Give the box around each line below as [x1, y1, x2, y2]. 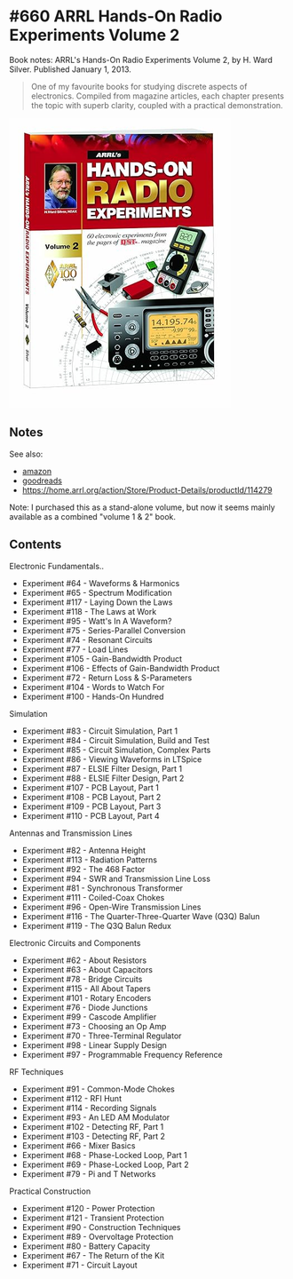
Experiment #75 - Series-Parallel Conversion [21, 624, 186, 636]
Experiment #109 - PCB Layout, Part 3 [21, 801, 162, 812]
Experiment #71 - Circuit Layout [21, 1259, 138, 1270]
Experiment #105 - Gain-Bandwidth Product [21, 653, 183, 663]
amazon [21, 465, 51, 476]
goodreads [21, 475, 62, 486]
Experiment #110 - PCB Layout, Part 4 [21, 810, 160, 821]
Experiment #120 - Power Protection [21, 1203, 155, 1213]
